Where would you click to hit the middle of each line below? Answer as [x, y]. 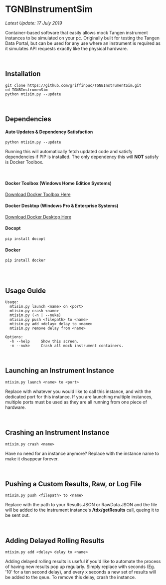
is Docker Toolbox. [24, 162]
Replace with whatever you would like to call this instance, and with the [78, 391]
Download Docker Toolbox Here [38, 194]
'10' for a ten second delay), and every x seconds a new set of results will [81, 572]
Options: [14, 337]
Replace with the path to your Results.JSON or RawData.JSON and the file [81, 505]
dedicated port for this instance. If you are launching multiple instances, [79, 396]
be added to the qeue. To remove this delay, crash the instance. [71, 578]
